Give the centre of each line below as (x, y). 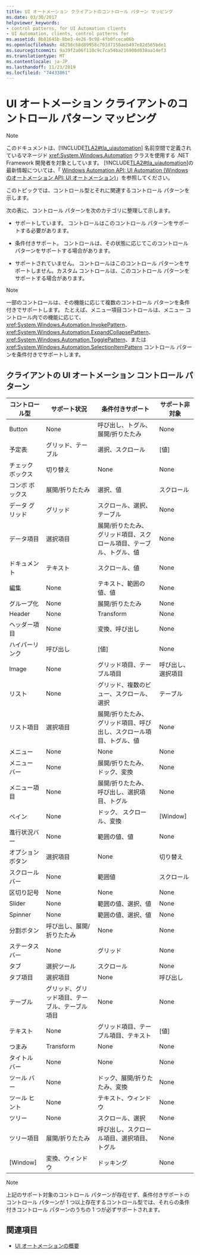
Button (18, 429)
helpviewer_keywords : (33, 23)
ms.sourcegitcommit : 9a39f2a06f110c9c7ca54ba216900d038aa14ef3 (86, 51)
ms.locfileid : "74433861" (38, 73)
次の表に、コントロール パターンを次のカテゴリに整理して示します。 (90, 211)
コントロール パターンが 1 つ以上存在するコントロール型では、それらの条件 (98, 1202)
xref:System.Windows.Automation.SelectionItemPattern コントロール (91, 347)
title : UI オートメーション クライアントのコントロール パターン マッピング (90, 12)
